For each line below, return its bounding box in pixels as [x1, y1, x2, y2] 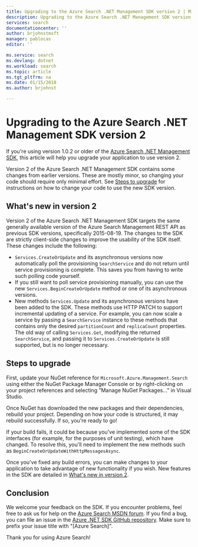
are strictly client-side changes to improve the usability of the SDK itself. [6, 235, 181, 243]
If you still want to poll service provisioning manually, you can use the [14, 279, 184, 286]
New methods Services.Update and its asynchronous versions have [14, 297, 179, 304]
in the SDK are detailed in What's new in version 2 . [6, 471, 129, 478]
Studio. [6, 393, 24, 400]
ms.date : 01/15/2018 [6, 80, 57, 86]
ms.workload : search [6, 63, 57, 69]
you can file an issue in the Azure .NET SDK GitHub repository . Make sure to [6, 516, 191, 523]
